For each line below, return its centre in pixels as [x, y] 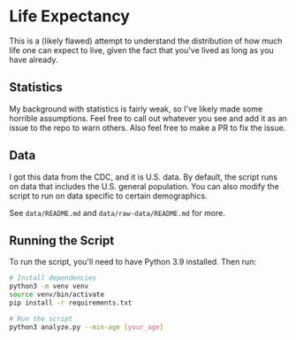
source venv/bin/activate [57, 295]
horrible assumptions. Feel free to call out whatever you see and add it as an [148, 118]
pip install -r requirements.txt [71, 303]
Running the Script [62, 240]
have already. [34, 59]
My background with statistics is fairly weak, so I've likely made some [136, 109]
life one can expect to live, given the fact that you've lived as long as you [141, 50]
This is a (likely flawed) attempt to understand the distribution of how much [146, 41]
